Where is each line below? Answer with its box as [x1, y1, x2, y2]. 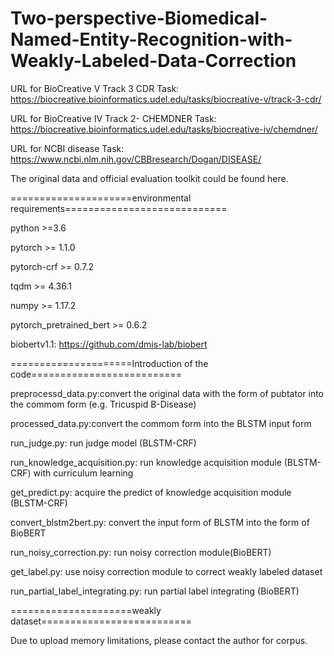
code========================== [10, 368, 182, 380]
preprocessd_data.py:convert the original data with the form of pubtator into [10, 387, 324, 399]
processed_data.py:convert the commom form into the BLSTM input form [10, 417, 312, 429]
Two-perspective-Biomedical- [10, 7, 268, 30]
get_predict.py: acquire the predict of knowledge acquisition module [10, 486, 292, 498]
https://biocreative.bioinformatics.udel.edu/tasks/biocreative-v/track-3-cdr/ [10, 93, 322, 105]
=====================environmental [10, 192, 192, 204]
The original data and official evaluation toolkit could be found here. [10, 172, 289, 184]
